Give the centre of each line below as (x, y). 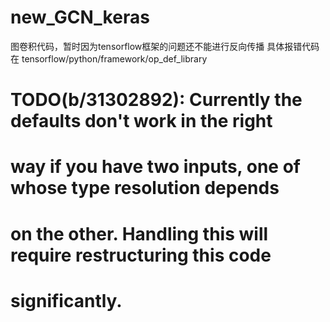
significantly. (66, 300)
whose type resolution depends (145, 188)
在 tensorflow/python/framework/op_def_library (109, 58)
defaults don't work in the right (141, 121)
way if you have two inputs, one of (155, 167)
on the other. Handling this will (139, 233)
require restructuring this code (141, 255)
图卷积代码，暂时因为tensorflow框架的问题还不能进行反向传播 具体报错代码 (165, 46)
